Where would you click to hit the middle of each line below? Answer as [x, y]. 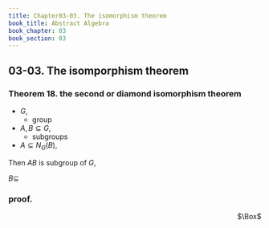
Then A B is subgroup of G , [52, 162]
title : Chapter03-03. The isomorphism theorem [88, 16]
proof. [20, 199]
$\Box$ [249, 217]
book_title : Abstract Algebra [59, 23]
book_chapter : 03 [37, 31]
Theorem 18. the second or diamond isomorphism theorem [125, 93]
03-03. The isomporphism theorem [98, 70]
